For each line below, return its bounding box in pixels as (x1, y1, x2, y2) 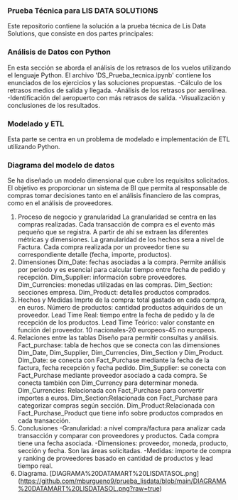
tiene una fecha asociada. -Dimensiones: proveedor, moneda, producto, (17, 439, 229, 447)
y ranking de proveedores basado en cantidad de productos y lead (17, 454, 213, 463)
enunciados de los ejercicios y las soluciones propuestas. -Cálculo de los (7, 78, 222, 87)
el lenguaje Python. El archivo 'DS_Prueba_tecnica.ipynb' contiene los (7, 70, 212, 80)
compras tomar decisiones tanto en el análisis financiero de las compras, (7, 191, 222, 200)
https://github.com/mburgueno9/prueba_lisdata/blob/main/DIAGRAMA (20, 477, 227, 485)
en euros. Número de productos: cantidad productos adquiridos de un (17, 303, 223, 312)
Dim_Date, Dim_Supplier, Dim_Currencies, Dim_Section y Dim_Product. (17, 349, 224, 357)
